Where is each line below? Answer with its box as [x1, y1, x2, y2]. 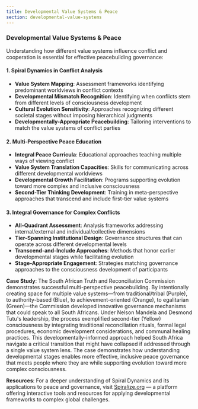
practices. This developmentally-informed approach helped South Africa [6, 334, 183, 341]
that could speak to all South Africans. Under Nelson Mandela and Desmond [6, 309, 193, 316]
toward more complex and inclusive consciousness [14, 183, 140, 190]
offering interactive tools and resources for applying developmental [6, 389, 171, 397]
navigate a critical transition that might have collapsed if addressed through [6, 340, 191, 347]
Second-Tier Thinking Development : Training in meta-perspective [14, 189, 178, 196]
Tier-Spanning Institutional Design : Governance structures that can [14, 235, 183, 242]
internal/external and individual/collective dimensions [14, 228, 145, 235]
